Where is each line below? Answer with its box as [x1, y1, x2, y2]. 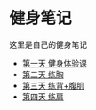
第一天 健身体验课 [21, 58, 87, 68]
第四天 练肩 [21, 90, 64, 102]
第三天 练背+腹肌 [21, 80, 84, 90]
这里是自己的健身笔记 [9, 39, 87, 50]
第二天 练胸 [21, 68, 64, 80]
